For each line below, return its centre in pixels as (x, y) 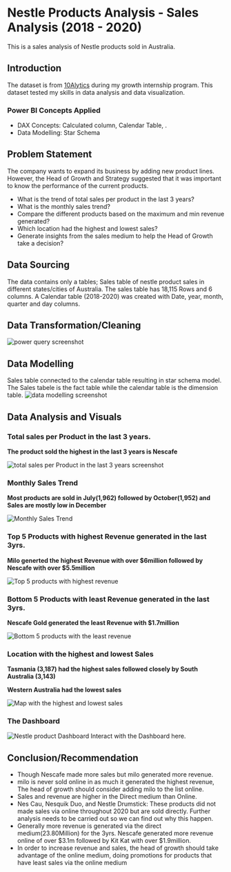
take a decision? (40, 243)
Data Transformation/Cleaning (74, 325)
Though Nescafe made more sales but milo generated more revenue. (115, 774)
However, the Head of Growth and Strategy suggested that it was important (114, 178)
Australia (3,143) (32, 676)
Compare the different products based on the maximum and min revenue (121, 214)
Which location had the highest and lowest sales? (87, 228)
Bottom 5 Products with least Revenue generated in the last (108, 599)
